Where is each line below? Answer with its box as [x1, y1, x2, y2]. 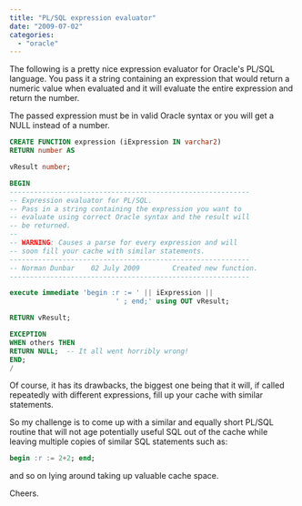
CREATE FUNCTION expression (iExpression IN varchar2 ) [9, 137, 222, 147]
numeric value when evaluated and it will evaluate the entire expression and [9, 83, 294, 94]
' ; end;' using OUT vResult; [115, 297, 230, 306]
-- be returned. [9, 221, 71, 230]
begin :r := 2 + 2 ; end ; [9, 454, 96, 463]
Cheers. [9, 488, 39, 499]
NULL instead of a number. [9, 120, 111, 131]
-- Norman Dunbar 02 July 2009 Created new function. [9, 263, 258, 273]
